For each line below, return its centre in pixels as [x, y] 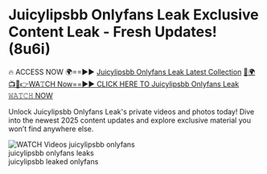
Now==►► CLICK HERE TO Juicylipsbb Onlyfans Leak [148, 84]
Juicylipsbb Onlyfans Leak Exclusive [133, 15]
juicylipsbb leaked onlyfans [53, 161]
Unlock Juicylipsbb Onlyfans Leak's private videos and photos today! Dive [131, 111]
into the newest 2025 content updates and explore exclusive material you [130, 120]
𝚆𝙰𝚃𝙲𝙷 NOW [31, 95]
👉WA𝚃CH [32, 84]
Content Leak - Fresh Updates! [113, 32]
